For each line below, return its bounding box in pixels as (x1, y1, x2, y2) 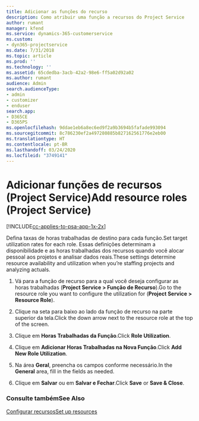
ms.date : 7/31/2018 (6, 48, 55, 54)
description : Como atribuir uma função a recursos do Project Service (6, 14, 185, 20)
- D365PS (6, 120, 28, 125)
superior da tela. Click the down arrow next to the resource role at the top (14, 315, 193, 322)
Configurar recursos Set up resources (6, 408, 97, 415)
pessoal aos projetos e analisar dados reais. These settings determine (6, 253, 176, 260)
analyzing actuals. (6, 266, 50, 274)
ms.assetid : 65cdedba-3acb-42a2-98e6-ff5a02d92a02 (6, 70, 134, 76)
